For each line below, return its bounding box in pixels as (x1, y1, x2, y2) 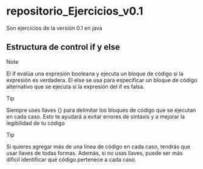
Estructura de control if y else (6, 42, 120, 52)
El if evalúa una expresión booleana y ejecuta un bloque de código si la (6, 70, 184, 77)
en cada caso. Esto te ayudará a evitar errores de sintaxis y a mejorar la (6, 112, 185, 120)
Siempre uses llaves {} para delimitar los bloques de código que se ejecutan (6, 106, 196, 114)
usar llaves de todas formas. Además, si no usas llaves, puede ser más (6, 149, 183, 156)
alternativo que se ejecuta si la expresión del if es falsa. (6, 83, 145, 90)
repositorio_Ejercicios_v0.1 (6, 4, 144, 18)
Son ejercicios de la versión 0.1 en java (6, 24, 103, 32)
